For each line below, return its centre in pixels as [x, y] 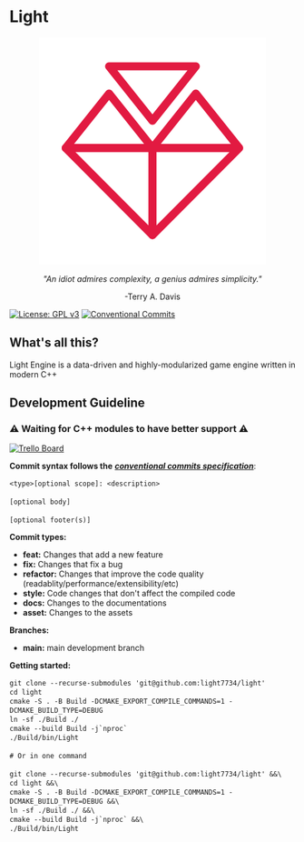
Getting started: [40, 666]
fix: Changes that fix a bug [73, 565]
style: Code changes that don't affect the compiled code [129, 594]
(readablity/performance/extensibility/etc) [101, 584]
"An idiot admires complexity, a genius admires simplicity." [152, 278]
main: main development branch [83, 648]
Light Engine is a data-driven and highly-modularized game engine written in [153, 365]
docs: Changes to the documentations [94, 603]
